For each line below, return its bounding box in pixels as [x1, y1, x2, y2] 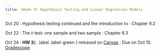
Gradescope [5, 44, 30, 50]
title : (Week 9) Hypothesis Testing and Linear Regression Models [5, 7, 143, 12]
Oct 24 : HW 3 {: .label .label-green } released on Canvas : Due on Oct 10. [5, 39, 152, 45]
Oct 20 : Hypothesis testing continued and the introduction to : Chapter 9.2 [5, 20, 156, 26]
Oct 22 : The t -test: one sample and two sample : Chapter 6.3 [5, 30, 128, 36]
